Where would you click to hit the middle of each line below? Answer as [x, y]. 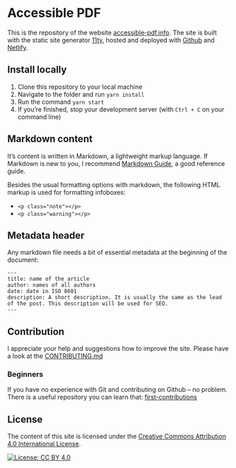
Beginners [25, 374]
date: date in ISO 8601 [42, 292]
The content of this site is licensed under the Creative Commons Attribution [117, 436]
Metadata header [46, 235]
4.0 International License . [44, 444]
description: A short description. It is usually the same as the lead [114, 298]
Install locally [37, 70]
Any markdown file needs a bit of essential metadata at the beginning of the [117, 253]
